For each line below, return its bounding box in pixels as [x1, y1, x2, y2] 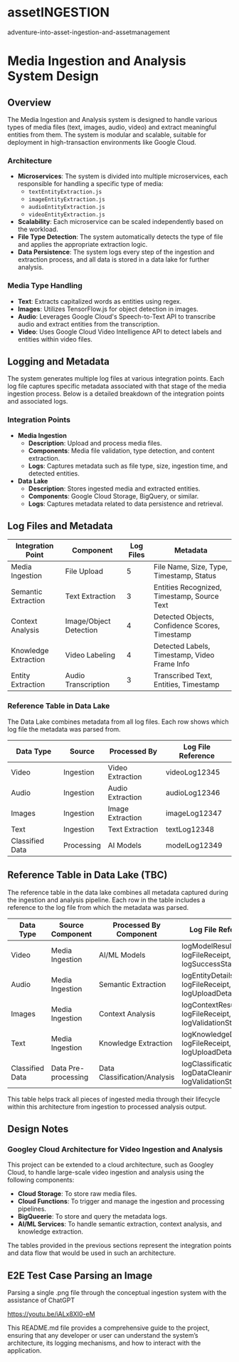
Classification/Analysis [98, 1072, 175, 1082]
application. [7, 1346, 42, 1355]
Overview [7, 96, 52, 108]
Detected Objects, [154, 612, 215, 622]
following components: [7, 1176, 75, 1184]
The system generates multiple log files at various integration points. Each [7, 374, 225, 383]
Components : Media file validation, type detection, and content [28, 446, 215, 455]
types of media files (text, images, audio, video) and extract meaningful [7, 123, 217, 131]
